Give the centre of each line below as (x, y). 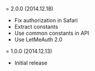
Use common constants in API (52, 33)
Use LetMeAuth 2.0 (38, 39)
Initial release (31, 63)
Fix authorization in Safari (46, 20)
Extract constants (36, 27)
